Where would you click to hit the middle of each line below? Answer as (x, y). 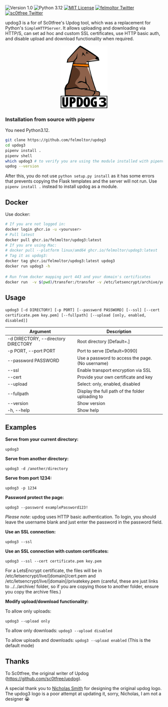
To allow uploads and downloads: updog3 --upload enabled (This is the (78, 640)
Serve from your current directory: (42, 439)
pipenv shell (19, 156)
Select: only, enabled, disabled (109, 384)
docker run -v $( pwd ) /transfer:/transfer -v (53, 282)
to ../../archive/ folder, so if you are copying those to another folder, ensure (82, 586)
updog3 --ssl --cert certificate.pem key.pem (53, 561)
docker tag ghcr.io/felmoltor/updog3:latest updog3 (60, 261)
